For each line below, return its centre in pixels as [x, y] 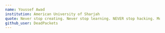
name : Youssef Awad [25, 9]
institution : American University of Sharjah [52, 14]
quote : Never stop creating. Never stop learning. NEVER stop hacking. [80, 18]
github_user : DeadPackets [31, 23]
